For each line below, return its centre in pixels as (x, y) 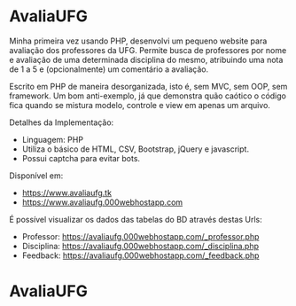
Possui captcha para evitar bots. (81, 158)
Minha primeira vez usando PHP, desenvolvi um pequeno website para (138, 41)
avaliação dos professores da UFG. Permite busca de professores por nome (148, 50)
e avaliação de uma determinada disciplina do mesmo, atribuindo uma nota (146, 59)
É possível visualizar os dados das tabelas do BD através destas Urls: (136, 219)
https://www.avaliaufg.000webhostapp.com (102, 202)
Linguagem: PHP (53, 139)
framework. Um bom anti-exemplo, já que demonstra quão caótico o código (148, 96)
